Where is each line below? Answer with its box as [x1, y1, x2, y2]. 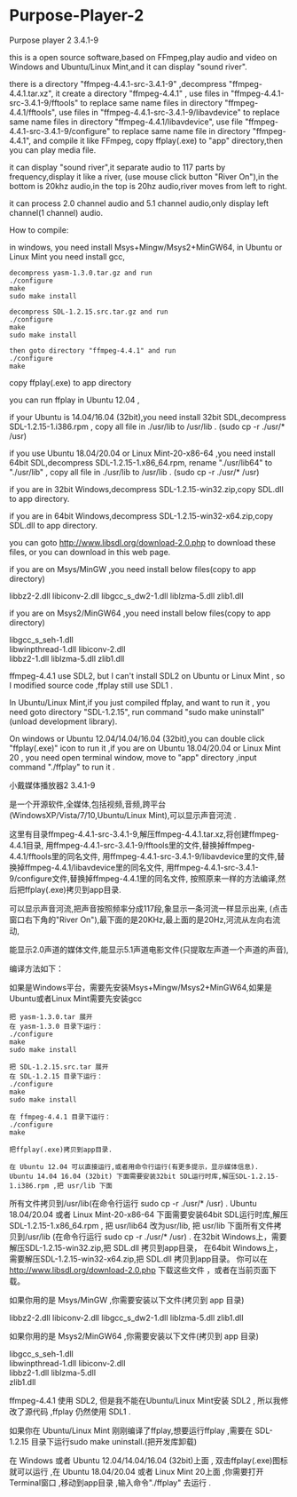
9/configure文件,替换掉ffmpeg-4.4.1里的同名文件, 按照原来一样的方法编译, [9, 872, 278, 884]
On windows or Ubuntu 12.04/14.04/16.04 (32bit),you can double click [9, 733, 265, 744]
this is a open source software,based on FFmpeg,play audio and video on [9, 52, 277, 62]
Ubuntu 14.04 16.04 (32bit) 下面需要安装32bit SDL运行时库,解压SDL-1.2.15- [9, 1172, 279, 1181]
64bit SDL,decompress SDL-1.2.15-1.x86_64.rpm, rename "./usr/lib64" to [9, 457, 273, 467]
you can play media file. [9, 144, 97, 155]
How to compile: [9, 224, 69, 235]
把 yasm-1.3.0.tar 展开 [9, 1012, 93, 1022]
